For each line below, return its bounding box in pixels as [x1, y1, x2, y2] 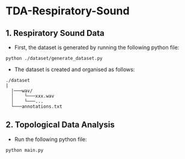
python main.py [5, 147, 44, 153]
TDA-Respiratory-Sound [5, 4, 130, 18]
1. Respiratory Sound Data [5, 28, 105, 38]
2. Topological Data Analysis [5, 120, 115, 130]
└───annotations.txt [11, 103, 62, 109]
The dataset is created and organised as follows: [14, 66, 135, 73]
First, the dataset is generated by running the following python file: [14, 44, 180, 51]
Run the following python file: [14, 136, 87, 143]
